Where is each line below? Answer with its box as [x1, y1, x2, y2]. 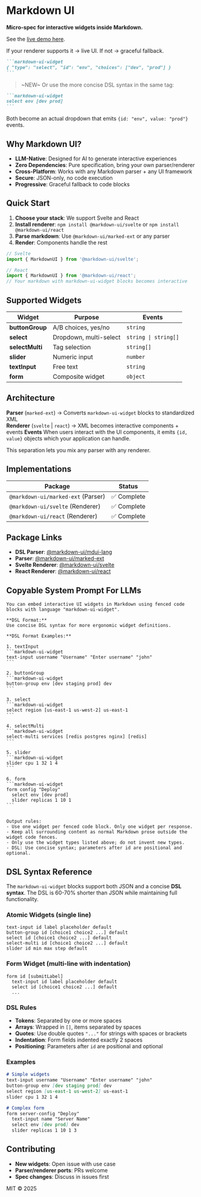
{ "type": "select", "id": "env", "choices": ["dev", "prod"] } [6, 64, 171, 70]
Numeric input [53, 353, 94, 361]
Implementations [6, 464, 72, 474]
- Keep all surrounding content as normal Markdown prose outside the [6, 829, 188, 835]
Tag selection [53, 343, 91, 351]
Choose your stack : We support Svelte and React [14, 214, 139, 221]
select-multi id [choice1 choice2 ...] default [6, 940, 129, 946]
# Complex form [6, 1105, 45, 1111]
